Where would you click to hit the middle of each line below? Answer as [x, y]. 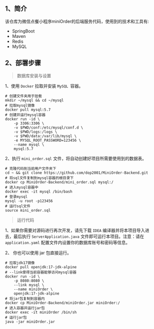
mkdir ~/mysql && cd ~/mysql [34, 100]
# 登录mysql [16, 197]
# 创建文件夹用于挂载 [23, 96]
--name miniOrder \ [33, 289]
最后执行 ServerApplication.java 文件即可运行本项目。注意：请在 [79, 236]
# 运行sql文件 [18, 206]
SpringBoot [23, 31]
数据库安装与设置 [34, 75]
